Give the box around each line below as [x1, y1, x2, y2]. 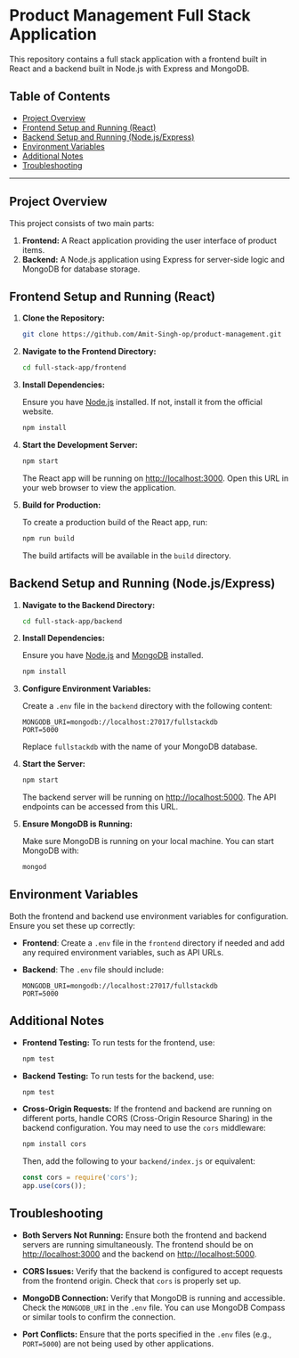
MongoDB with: [21, 845, 80, 856]
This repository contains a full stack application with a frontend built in [9, 53, 267, 64]
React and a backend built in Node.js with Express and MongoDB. [9, 63, 250, 74]
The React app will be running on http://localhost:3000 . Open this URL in [21, 473, 289, 484]
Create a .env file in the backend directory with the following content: [21, 701, 273, 712]
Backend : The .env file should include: [21, 964, 165, 975]
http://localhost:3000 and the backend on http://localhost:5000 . [21, 1248, 257, 1259]
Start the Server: [21, 759, 86, 769]
